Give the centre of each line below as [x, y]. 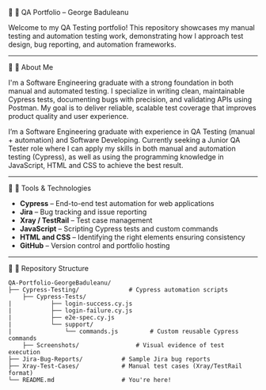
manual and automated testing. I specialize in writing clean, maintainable [127, 91]
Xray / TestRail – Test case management [86, 220]
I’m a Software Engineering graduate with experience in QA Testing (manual [132, 132]
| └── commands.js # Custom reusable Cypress [123, 331]
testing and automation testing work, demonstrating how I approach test [126, 36]
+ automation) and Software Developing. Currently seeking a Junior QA [124, 140]
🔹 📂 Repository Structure [49, 268]
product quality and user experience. [68, 116]
